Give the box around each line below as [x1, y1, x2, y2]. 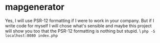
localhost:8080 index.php [5, 33, 58, 38]
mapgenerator [5, 1, 65, 13]
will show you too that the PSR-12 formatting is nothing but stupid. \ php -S [5, 28, 156, 34]
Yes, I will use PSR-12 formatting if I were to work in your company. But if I [5, 18, 154, 23]
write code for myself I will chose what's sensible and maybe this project [5, 22, 152, 28]
